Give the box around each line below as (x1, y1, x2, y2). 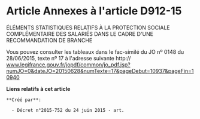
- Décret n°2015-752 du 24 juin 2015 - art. (11, 107, 125, 113)
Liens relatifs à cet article (6, 85, 71, 92)
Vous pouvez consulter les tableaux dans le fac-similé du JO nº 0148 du (6, 48, 184, 55)
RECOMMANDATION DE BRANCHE (6, 36, 93, 44)
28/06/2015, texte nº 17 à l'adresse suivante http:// (6, 54, 131, 62)
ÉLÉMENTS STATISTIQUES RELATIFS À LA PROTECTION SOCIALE (6, 24, 170, 31)
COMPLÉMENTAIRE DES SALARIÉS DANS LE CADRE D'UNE (6, 30, 154, 37)
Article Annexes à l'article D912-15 (6, 4, 182, 18)
